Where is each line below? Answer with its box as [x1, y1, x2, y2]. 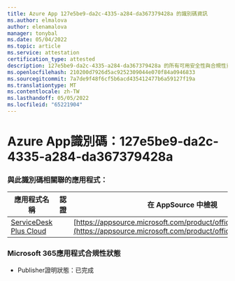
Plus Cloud [10, 226, 47, 236]
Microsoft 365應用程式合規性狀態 [7, 249, 121, 259]
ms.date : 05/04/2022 [7, 36, 68, 43]
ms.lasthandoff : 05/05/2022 [7, 95, 90, 102]
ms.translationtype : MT [7, 82, 77, 89]
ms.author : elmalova [7, 17, 68, 24]
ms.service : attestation [7, 50, 80, 57]
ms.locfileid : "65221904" [7, 101, 83, 108]
